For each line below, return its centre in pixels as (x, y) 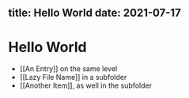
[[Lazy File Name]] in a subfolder (73, 77)
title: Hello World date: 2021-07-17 (95, 13)
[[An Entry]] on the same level (68, 69)
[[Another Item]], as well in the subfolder (86, 85)
